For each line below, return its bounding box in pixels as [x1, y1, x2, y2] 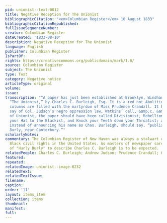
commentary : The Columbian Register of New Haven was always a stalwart [5, 137, 159, 142]
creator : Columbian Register [5, 30, 66, 35]
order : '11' [5, 187, 30, 192]
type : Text [5, 72, 28, 77]
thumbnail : [5, 201, 28, 206]
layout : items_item [5, 192, 46, 197]
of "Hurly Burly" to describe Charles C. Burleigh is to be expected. [9, 146, 159, 151]
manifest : [5, 206, 26, 211]
